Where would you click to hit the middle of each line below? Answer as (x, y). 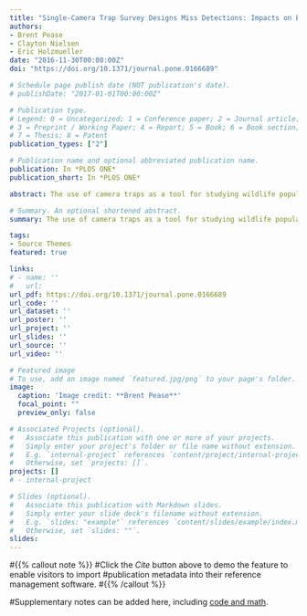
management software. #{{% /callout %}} (88, 584)
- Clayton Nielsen (44, 43)
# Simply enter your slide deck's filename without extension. (136, 513)
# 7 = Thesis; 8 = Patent (58, 136)
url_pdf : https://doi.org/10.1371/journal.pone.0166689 (118, 294)
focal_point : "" (48, 404)
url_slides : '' (38, 337)
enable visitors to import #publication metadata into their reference (136, 575)
